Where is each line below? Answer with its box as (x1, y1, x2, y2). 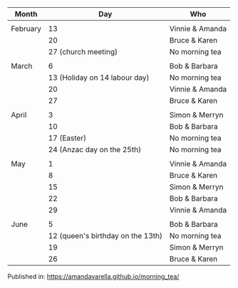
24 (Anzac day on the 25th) (48, 145, 141, 154)
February (11, 24, 41, 33)
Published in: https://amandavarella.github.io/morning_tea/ (7, 272, 180, 280)
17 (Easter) (48, 133, 87, 143)
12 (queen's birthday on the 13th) (48, 231, 162, 240)
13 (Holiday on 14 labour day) (48, 73, 150, 82)
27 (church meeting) (48, 47, 118, 56)
